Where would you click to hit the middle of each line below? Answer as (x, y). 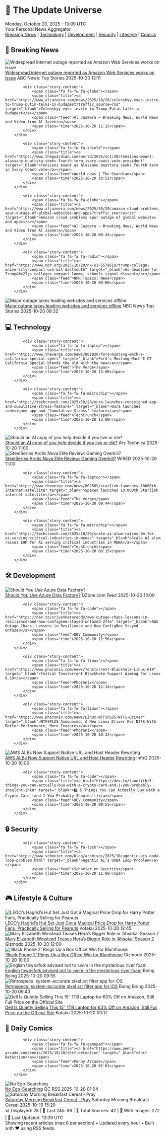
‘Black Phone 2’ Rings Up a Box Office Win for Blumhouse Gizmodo (74, 955)
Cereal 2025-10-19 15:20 (30, 1105)
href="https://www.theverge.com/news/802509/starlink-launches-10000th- (82, 486)
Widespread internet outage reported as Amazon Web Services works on (80, 73)
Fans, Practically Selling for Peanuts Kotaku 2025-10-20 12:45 (68, 928)
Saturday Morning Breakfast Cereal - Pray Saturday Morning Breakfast (77, 1099)
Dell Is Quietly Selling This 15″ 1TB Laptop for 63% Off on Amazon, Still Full (81, 1007)
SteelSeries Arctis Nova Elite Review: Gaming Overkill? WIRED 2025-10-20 (81, 458)
